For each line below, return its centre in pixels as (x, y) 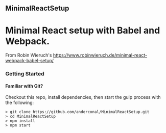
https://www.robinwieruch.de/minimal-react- (100, 55)
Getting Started (25, 74)
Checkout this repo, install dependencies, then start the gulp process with (83, 97)
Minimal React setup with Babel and (83, 30)
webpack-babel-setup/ (30, 61)
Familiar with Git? (24, 86)
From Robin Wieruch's (29, 55)
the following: (20, 103)
